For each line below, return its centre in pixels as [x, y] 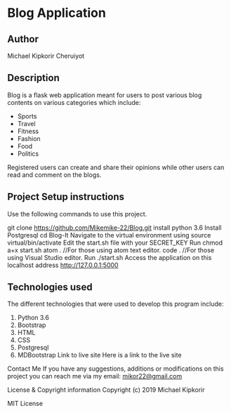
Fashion [29, 138]
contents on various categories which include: [74, 102]
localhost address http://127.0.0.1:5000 [63, 265]
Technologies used [50, 287]
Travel [27, 123]
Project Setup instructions [66, 197]
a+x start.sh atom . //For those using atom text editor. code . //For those [111, 250]
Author [23, 39]
